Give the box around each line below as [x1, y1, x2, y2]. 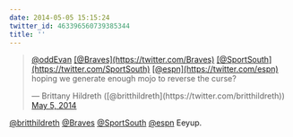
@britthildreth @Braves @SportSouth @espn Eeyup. [9, 117, 203, 128]
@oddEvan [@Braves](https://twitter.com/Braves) [30, 55, 215, 65]
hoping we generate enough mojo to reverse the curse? [30, 73, 237, 84]
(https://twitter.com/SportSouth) [30, 64, 151, 74]
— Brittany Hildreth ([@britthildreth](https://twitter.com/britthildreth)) [30, 90, 285, 101]
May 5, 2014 [30, 100, 77, 111]
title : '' [9, 30, 47, 39]
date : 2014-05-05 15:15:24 [9, 13, 110, 22]
